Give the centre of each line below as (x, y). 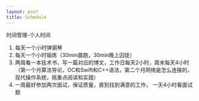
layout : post (22, 12)
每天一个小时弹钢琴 (39, 48)
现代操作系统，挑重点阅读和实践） (57, 77)
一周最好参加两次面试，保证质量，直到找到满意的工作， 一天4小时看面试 (104, 84)
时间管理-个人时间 (28, 35)
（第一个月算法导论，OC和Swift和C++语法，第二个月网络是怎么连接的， (104, 70)
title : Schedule (26, 17)
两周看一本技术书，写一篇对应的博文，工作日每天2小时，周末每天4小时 (102, 62)
